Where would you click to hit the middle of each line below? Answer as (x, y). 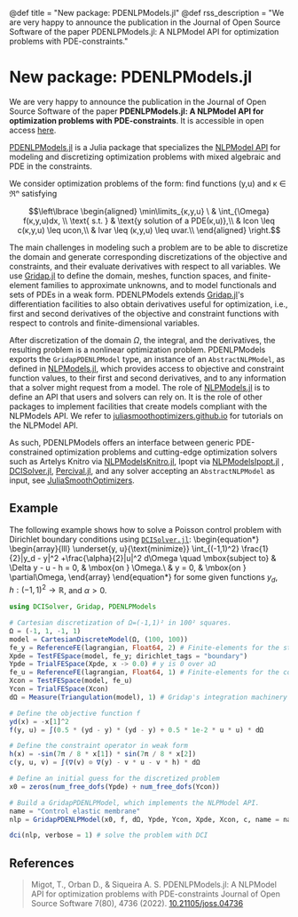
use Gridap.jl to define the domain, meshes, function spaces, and (129, 276)
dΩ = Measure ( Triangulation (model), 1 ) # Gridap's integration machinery (149, 697)
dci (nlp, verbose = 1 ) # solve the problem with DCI (109, 835)
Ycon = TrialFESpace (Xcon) (59, 689)
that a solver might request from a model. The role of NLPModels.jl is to (140, 387)
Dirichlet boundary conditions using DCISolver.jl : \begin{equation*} (134, 539)
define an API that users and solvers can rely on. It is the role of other (136, 397)
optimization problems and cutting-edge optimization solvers (166, 452)
